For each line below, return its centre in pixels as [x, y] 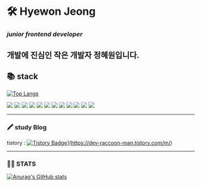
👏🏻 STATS [21, 163]
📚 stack [22, 76]
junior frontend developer [45, 35]
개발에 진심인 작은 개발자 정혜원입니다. [73, 55]
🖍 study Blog [27, 128]
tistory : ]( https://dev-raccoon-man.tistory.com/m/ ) [89, 142]
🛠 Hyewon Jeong [51, 12]
